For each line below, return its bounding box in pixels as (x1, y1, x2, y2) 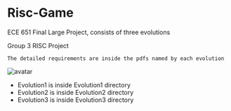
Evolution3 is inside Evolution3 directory (17, 96, 134, 104)
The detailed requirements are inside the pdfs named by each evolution (7, 54, 225, 62)
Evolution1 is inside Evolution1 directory (17, 80, 131, 89)
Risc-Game (7, 5, 74, 21)
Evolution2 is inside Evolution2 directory (17, 88, 134, 96)
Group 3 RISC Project (7, 41, 69, 50)
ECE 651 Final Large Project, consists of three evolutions (7, 28, 171, 36)
